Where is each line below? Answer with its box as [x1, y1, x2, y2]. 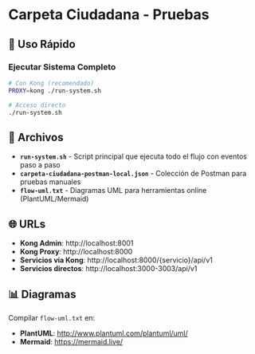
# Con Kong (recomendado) [8, 79, 94, 87]
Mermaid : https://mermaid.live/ [19, 336, 124, 346]
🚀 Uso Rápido [8, 37, 76, 51]
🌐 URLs [8, 217, 46, 230]
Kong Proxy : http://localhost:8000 [19, 247, 133, 256]
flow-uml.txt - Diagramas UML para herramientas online [19, 186, 207, 195]
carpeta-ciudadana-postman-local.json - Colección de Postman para [19, 169, 247, 179]
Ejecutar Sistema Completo [8, 61, 116, 73]
